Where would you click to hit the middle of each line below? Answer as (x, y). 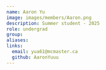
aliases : (17, 40)
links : (15, 46)
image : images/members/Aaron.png (49, 18)
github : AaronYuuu (36, 57)
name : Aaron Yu (26, 12)
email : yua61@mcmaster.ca (45, 52)
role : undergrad (27, 29)
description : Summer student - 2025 (53, 23)
